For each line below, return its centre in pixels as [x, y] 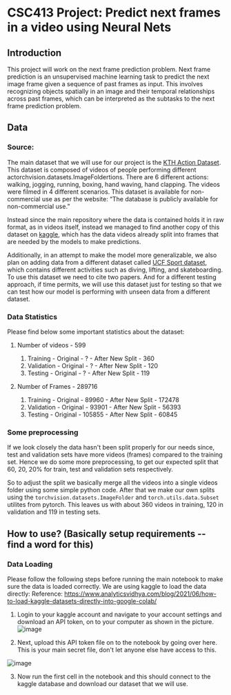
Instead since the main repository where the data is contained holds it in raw [115, 219]
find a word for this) [50, 544]
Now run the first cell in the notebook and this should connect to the [114, 676]
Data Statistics [32, 316]
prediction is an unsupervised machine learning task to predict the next [108, 77]
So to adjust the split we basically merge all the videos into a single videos [113, 483]
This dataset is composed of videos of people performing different [102, 170]
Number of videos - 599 [51, 345]
